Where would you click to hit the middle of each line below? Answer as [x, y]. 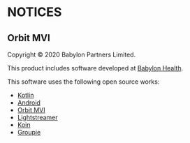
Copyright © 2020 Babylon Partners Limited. [72, 54]
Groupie [29, 132]
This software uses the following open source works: [83, 82]
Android [29, 103]
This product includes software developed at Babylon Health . [95, 68]
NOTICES [35, 12]
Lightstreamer [37, 117]
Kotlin [25, 95]
